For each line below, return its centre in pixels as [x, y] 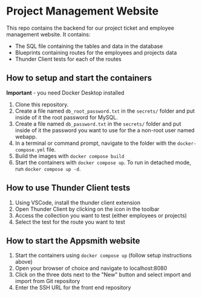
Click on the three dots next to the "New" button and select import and [103, 275]
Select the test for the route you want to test [70, 222]
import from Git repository [47, 281]
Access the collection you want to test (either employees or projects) [101, 215]
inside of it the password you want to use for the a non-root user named [105, 130]
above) [24, 262]
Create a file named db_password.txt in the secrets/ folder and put [98, 124]
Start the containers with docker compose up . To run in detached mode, [103, 162]
